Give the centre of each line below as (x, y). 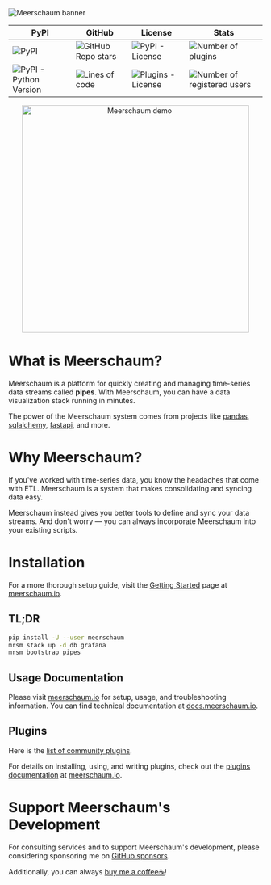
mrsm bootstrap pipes (45, 653)
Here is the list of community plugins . (71, 750)
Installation (47, 563)
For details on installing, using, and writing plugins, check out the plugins (129, 766)
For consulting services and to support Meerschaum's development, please (134, 847)
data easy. (25, 497)
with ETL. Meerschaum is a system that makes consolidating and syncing (130, 488)
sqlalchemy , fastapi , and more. (59, 424)
